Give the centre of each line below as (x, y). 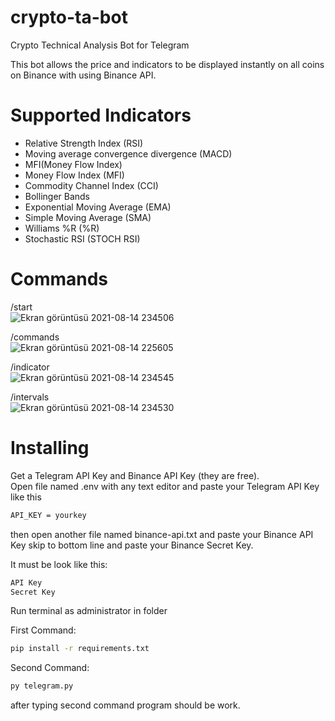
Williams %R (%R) (62, 228)
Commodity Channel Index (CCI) (91, 185)
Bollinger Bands (57, 196)
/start (21, 307)
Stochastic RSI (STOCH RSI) (82, 238)
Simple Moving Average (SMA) (88, 217)
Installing (50, 448)
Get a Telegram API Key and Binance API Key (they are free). (135, 475)
